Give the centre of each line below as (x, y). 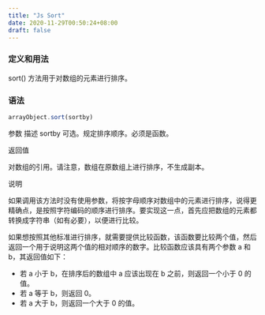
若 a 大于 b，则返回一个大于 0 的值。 (79, 303)
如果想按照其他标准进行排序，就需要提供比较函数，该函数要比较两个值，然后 (132, 237)
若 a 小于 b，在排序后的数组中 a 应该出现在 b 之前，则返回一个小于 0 (131, 273)
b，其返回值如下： (38, 257)
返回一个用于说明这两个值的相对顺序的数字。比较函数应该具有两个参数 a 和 (129, 246)
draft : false (30, 30)
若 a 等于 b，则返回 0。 (58, 293)
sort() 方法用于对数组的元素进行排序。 (70, 78)
